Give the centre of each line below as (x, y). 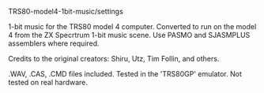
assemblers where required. (54, 43)
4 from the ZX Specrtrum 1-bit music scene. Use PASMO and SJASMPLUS (129, 35)
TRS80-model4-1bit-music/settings (66, 11)
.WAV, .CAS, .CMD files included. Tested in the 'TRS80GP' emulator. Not (125, 74)
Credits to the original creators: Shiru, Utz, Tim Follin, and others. (114, 59)
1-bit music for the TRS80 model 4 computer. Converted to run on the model (132, 26)
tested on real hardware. (48, 82)
